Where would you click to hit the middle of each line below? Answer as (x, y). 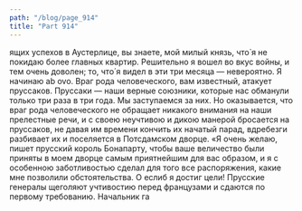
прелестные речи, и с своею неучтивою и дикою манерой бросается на (150, 120)
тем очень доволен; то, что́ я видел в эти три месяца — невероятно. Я (146, 71)
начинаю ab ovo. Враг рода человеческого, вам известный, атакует (141, 81)
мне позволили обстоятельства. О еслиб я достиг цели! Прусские (137, 177)
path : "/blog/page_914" (54, 18)
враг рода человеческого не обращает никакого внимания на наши (141, 110)
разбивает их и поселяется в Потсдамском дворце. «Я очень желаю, (144, 139)
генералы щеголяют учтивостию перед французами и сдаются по (137, 187)
